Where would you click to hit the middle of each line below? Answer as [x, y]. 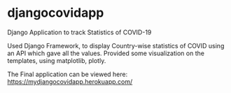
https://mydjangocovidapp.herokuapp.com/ [70, 81]
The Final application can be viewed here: [68, 74]
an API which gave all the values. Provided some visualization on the [106, 53]
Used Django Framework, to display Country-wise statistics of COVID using [116, 45]
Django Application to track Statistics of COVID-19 [79, 32]
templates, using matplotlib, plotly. [57, 60]
